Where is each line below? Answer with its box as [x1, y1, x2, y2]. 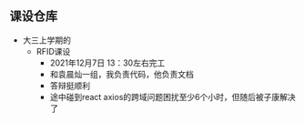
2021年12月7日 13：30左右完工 [49, 57, 166, 68]
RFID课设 [36, 46, 71, 56]
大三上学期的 [22, 35, 71, 46]
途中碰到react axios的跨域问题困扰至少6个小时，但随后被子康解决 [49, 91, 296, 102]
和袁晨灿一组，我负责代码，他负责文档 [49, 68, 194, 79]
